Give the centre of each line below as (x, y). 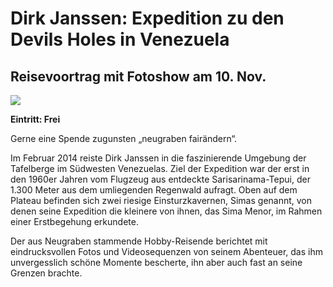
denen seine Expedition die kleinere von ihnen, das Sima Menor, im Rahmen (166, 211)
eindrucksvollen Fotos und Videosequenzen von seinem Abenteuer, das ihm (166, 251)
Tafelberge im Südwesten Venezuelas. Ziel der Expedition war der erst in (160, 168)
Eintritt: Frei (35, 119)
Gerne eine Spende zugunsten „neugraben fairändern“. (124, 138)
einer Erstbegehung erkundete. (74, 221)
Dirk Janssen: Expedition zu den (147, 18)
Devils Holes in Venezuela (120, 39)
